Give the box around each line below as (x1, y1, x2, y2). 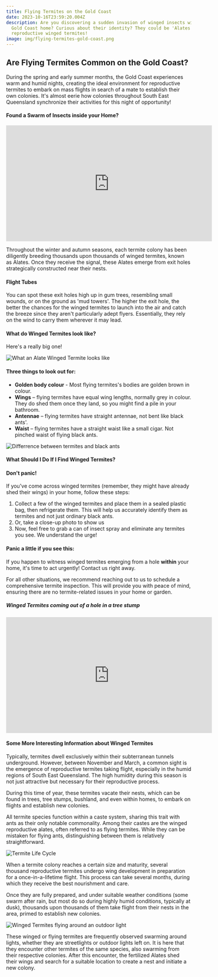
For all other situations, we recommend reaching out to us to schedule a (6, 575, 180, 583)
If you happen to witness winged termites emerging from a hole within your (6, 558, 189, 565)
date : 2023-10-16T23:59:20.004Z (6, 14, 85, 20)
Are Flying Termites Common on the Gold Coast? (6, 58, 189, 68)
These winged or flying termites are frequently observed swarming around (6, 933, 187, 940)
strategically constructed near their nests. (6, 265, 108, 272)
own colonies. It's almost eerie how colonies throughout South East (6, 92, 169, 99)
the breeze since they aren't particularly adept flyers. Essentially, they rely (6, 310, 186, 317)
